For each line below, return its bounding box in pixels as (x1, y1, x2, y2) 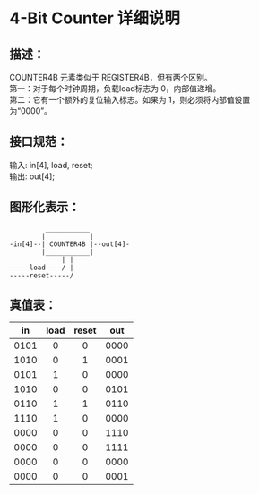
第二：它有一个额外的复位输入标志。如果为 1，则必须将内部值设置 (9, 95, 251, 105)
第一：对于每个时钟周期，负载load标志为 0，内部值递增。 (9, 83, 221, 94)
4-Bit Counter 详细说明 (9, 8, 181, 29)
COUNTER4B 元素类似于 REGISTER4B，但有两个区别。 (9, 72, 212, 82)
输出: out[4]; (9, 171, 56, 182)
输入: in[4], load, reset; (9, 159, 93, 170)
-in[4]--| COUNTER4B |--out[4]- (9, 239, 130, 249)
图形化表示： (9, 200, 81, 215)
